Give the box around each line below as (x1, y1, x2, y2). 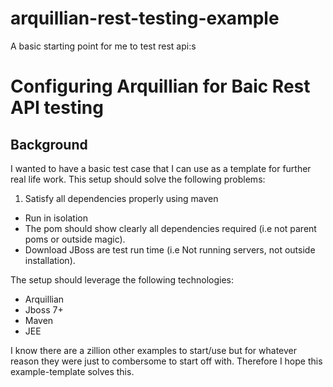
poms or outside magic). (24, 233, 126, 245)
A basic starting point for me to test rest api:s (10, 40, 197, 52)
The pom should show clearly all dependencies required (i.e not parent (24, 222, 317, 234)
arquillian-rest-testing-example (10, 7, 280, 30)
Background (10, 136, 88, 153)
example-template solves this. (10, 365, 135, 377)
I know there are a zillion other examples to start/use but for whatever (10, 344, 297, 356)
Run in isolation (24, 212, 88, 224)
